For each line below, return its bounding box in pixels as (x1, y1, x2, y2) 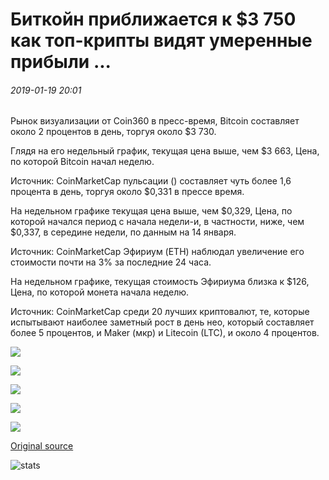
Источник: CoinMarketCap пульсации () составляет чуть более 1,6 (10, 175, 292, 187)
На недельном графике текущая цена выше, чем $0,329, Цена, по (10, 205, 293, 217)
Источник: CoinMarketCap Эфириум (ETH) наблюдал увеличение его (10, 246, 305, 258)
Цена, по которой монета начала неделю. (10, 286, 190, 298)
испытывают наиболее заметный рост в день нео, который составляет (10, 316, 315, 328)
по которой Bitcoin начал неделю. (10, 156, 155, 168)
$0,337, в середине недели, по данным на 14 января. (10, 226, 237, 238)
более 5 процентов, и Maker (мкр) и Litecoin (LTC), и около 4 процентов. (10, 327, 320, 339)
